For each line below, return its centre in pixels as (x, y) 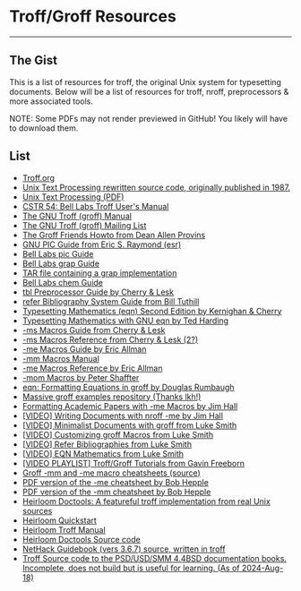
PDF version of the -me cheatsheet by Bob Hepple (115, 482)
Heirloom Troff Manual (64, 529)
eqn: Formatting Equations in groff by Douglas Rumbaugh (128, 387)
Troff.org (39, 177)
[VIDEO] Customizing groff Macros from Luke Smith (117, 434)
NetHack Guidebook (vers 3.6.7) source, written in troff (124, 549)
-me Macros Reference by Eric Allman (92, 368)
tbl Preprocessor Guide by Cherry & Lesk (98, 292)
